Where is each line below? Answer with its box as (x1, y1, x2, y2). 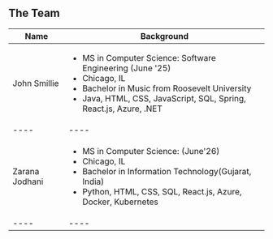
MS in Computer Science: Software (82, 52, 217, 63)
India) (82, 176, 105, 187)
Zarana (12, 165, 40, 177)
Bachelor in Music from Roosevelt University (82, 83, 252, 94)
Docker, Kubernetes (82, 196, 158, 207)
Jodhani (12, 176, 44, 187)
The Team (8, 6, 61, 20)
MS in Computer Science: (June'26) (82, 145, 220, 156)
